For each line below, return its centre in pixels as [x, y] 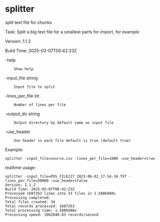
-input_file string [21, 78]
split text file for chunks [29, 22]
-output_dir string [23, 114]
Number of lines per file [40, 105]
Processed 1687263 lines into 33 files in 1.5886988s [61, 193]
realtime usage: [21, 167]
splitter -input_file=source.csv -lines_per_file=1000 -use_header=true [80, 158]
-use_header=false [69, 181]
